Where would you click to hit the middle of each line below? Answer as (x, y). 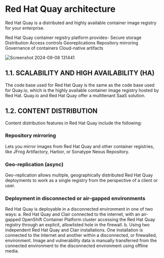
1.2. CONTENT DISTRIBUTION (51, 111)
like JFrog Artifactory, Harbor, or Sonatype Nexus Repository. (67, 151)
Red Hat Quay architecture (60, 9)
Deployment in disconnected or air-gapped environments (75, 198)
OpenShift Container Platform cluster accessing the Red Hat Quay (89, 220)
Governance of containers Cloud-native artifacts (54, 48)
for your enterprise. (25, 28)
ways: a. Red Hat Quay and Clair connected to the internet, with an (73, 214)
